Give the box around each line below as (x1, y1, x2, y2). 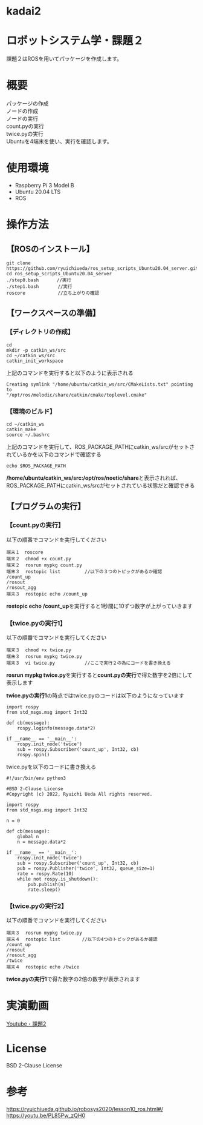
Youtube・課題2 (6, 1020, 47, 1027)
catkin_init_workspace (6, 358, 63, 364)
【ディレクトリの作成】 (6, 327, 74, 336)
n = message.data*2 (17, 839, 66, 845)
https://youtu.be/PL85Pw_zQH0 (6, 1112, 86, 1120)
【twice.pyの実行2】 (6, 902, 68, 910)
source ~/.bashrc (6, 432, 50, 438)
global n (17, 833, 39, 839)
